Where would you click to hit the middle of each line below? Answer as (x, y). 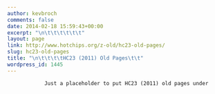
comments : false (30, 20)
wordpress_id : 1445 (35, 64)
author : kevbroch (32, 13)
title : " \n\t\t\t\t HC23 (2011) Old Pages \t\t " (75, 58)
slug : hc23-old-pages (38, 52)
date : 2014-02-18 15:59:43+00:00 (55, 26)
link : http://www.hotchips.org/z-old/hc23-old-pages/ (86, 45)
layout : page (26, 39)
